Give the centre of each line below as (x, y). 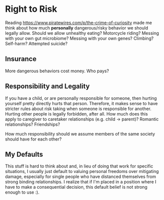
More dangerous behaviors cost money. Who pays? (57, 71)
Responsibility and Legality (47, 86)
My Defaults (24, 154)
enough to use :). (22, 192)
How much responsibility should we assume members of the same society (80, 134)
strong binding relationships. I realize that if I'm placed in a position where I (81, 182)
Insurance (21, 59)
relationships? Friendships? (33, 124)
